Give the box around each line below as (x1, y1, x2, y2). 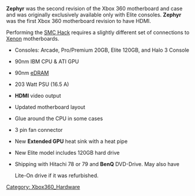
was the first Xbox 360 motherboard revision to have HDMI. (6, 18, 151, 24)
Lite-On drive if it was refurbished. (14, 172, 99, 179)
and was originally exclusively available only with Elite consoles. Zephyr (6, 11, 181, 18)
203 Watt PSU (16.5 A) (14, 81, 69, 88)
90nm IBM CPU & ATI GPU (14, 58, 79, 65)
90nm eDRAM (14, 69, 49, 76)
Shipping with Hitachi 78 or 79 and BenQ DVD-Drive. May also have (14, 161, 180, 167)
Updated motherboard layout (14, 104, 86, 111)
